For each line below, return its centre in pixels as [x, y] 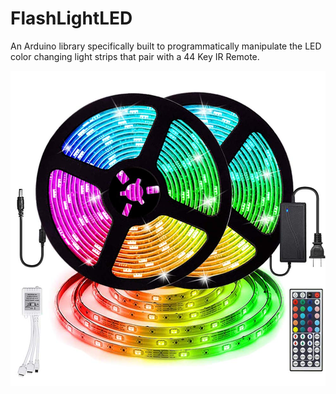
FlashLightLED [71, 18]
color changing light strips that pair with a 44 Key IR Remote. [135, 56]
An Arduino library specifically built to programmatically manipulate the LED [166, 46]
